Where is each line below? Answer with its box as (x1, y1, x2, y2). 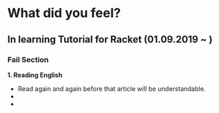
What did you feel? (7, 5, 121, 21)
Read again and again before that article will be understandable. (17, 84, 206, 93)
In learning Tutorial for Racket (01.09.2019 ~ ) (7, 33, 213, 45)
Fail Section (7, 55, 49, 65)
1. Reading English (7, 70, 63, 79)
